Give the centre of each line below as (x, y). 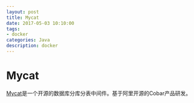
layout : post (23, 12)
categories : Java (28, 40)
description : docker (32, 46)
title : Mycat (23, 18)
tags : (13, 29)
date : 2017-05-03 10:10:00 (40, 23)
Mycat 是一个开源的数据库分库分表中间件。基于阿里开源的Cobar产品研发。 (99, 93)
